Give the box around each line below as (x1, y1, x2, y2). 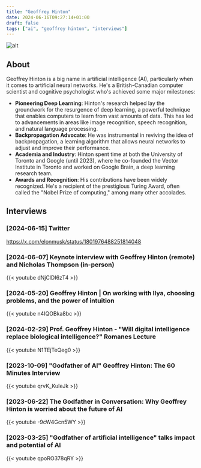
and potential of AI (6, 441, 61, 449)
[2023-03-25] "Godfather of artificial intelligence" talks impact (6, 433, 195, 442)
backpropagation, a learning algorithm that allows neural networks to (14, 138, 186, 145)
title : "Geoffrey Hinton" (6, 8, 71, 15)
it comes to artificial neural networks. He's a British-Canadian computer (6, 82, 184, 89)
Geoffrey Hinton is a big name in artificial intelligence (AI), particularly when (6, 76, 193, 83)
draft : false (6, 20, 39, 26)
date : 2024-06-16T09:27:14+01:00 (6, 14, 90, 20)
